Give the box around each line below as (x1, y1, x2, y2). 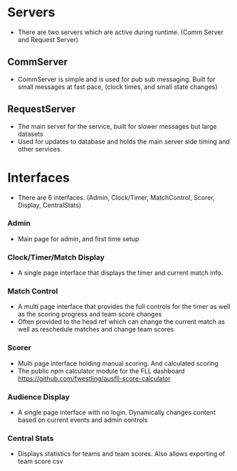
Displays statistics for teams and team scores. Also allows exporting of (17, 450, 226, 458)
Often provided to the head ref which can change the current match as (17, 317, 226, 326)
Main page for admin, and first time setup (17, 234, 139, 243)
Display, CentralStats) (17, 201, 82, 209)
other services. (17, 144, 63, 153)
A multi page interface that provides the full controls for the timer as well (17, 302, 231, 311)
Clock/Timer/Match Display (7, 252, 105, 262)
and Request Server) (17, 35, 79, 43)
